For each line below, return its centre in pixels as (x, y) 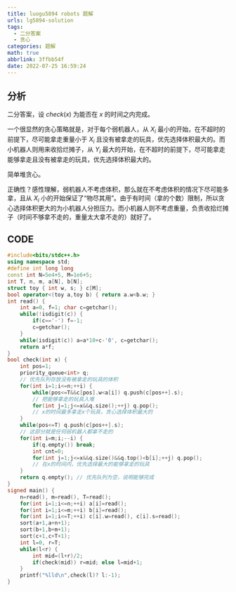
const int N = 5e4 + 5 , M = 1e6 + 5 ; (50, 275)
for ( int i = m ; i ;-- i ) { (51, 438)
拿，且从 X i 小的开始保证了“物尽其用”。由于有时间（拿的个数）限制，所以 (113, 199)
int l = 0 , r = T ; (40, 542)
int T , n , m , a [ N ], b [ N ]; (45, 282)
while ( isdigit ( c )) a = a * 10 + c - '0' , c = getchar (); (89, 340)
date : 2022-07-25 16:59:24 (47, 66)
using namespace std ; (39, 262)
